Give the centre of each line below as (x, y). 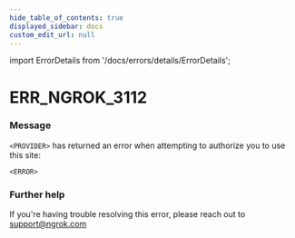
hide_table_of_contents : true (67, 18)
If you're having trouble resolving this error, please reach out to (128, 214)
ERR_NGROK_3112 (79, 97)
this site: (25, 154)
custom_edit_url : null (52, 35)
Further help (37, 194)
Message (30, 125)
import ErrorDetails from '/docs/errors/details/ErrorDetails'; (120, 61)
